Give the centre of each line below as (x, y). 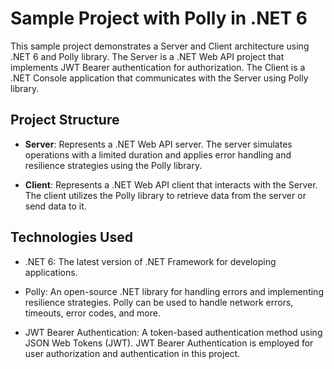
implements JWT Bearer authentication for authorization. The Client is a (158, 67)
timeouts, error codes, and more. (92, 313)
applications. (51, 272)
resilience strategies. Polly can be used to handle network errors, (159, 302)
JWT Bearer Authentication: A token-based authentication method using (173, 332)
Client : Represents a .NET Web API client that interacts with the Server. (171, 184)
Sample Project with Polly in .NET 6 (159, 18)
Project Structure (65, 120)
